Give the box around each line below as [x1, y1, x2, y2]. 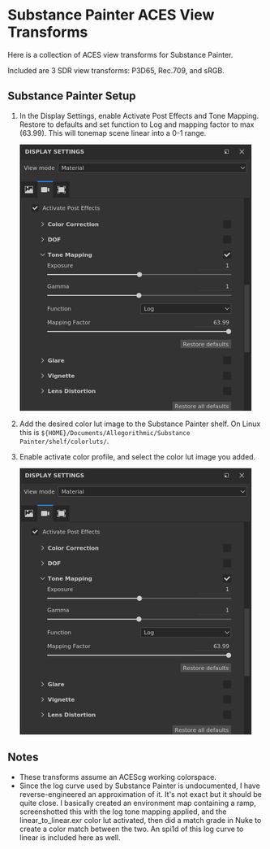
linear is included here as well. [19, 832, 121, 842]
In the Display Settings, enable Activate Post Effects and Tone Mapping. [19, 111, 259, 120]
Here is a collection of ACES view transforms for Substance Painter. [7, 50, 234, 59]
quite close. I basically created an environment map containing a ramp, [19, 798, 256, 808]
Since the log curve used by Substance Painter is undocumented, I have [19, 781, 260, 790]
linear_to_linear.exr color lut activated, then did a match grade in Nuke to [19, 815, 262, 825]
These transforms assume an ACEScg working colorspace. [19, 772, 216, 782]
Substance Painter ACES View [7, 6, 215, 24]
